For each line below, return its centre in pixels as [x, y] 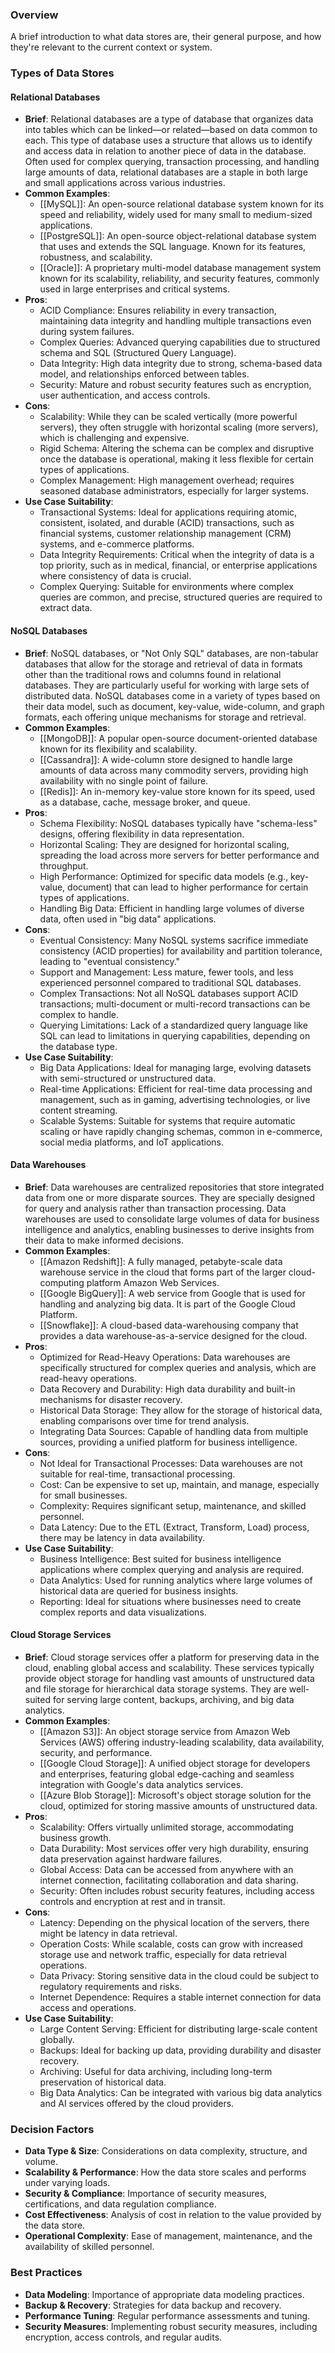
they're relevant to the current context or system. [111, 47]
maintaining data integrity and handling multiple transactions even [175, 321]
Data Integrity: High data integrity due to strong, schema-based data [181, 364]
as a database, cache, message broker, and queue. [145, 802]
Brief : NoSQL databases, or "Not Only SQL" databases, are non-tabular [171, 653]
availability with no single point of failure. [124, 780]
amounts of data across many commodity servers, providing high [174, 770]
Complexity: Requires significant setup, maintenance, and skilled [173, 1505]
